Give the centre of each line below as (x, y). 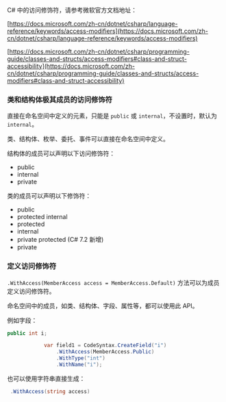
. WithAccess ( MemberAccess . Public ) (105, 352)
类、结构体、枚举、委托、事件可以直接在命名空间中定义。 (88, 139)
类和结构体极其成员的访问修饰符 (60, 99)
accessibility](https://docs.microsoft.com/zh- (71, 66)
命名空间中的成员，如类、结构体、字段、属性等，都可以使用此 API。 (103, 305)
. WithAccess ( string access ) (50, 391)
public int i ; (27, 333)
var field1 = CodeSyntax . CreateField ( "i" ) (105, 346)
